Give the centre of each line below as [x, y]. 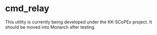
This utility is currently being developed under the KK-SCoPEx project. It [79, 22]
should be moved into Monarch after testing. [50, 27]
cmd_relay [27, 9]
